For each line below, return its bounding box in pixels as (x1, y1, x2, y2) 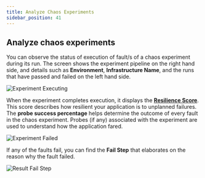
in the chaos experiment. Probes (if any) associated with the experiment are (6, 116, 198, 124)
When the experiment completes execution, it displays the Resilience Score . (6, 97, 199, 104)
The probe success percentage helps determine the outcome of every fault (6, 109, 198, 117)
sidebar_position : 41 (6, 15, 62, 21)
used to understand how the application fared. (6, 123, 124, 130)
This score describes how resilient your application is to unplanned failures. (6, 103, 197, 111)
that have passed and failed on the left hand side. (6, 73, 131, 80)
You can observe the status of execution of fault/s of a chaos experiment (6, 53, 191, 61)
